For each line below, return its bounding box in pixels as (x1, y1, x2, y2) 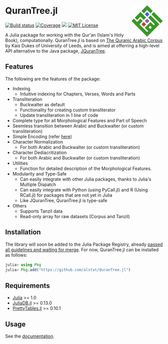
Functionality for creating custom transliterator (19, 107, 116, 113)
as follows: (5, 252, 27, 258)
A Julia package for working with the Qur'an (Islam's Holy (5, 32, 124, 38)
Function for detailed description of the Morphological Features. (19, 165, 152, 171)
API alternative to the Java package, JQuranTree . (5, 48, 106, 54)
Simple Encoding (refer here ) (12, 133, 72, 139)
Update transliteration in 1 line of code (19, 112, 98, 118)
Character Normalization (12, 138, 63, 145)
